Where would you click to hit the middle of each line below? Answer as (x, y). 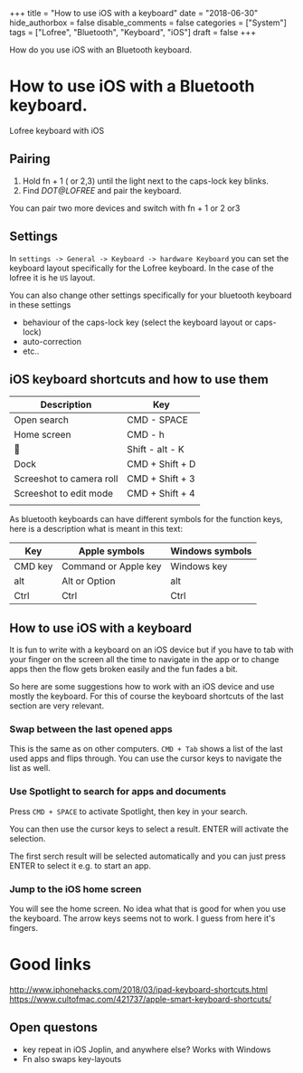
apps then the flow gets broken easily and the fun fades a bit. (123, 669)
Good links (51, 965)
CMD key (33, 566)
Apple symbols (111, 551)
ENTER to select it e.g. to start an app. (80, 865)
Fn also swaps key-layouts (72, 1059)
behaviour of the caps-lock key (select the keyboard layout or (137, 322)
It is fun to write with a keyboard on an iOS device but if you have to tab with (151, 650)
